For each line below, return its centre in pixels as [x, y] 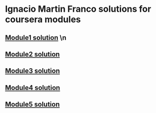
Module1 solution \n [36, 38]
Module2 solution [32, 54]
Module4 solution [33, 88]
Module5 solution [32, 104]
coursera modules [43, 19]
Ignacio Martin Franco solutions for [78, 9]
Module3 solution [33, 71]
